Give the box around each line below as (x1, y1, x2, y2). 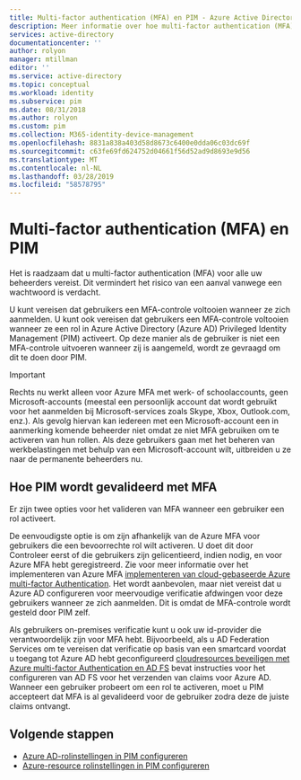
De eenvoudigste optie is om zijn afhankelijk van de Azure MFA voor (9, 530, 261, 541)
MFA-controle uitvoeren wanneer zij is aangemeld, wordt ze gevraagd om (9, 342, 280, 353)
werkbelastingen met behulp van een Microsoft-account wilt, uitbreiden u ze (9, 444, 291, 455)
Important (9, 369, 46, 380)
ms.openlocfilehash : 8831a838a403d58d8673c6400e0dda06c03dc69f (9, 138, 251, 147)
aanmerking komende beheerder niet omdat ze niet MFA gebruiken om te (9, 425, 279, 436)
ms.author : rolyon (9, 113, 78, 122)
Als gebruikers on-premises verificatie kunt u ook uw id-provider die (9, 624, 262, 634)
